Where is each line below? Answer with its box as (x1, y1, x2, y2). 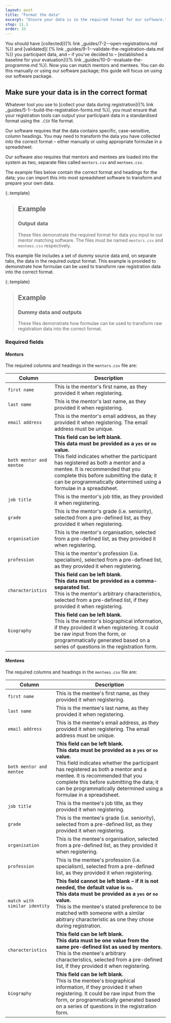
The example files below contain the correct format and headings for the (5, 169, 158, 175)
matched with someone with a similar (55, 909, 145, 916)
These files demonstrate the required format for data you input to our (17, 231, 163, 238)
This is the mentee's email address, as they (55, 719, 159, 726)
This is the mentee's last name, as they (55, 704, 149, 711)
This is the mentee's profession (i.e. (55, 856, 141, 864)
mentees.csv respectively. (17, 242, 71, 248)
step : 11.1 (5, 21, 28, 27)
